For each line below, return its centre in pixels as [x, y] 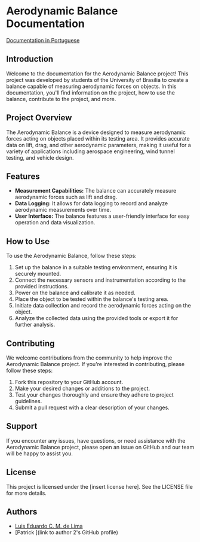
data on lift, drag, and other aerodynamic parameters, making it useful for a [99, 145]
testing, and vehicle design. [40, 157]
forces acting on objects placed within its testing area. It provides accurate [98, 138]
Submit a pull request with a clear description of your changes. [92, 407]
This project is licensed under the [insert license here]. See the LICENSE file [99, 486]
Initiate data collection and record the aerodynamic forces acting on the [103, 306]
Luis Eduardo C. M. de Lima [49, 526]
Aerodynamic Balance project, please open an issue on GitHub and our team [100, 447]
